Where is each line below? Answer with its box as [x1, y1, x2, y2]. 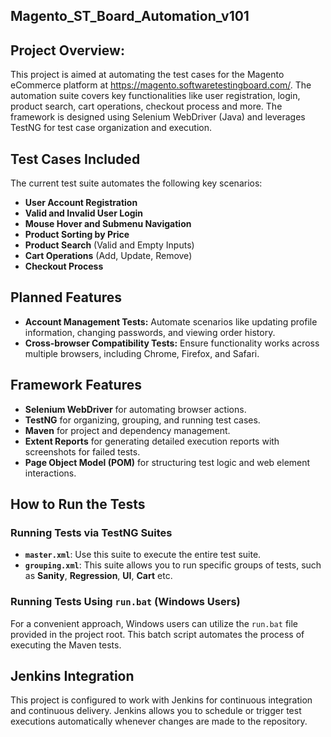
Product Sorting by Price [24, 229, 130, 241]
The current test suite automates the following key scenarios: [10, 177, 263, 189]
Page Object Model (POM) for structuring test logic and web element [24, 456, 311, 468]
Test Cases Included [10, 150, 141, 168]
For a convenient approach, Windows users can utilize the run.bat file [10, 617, 299, 629]
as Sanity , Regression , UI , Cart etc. [24, 570, 173, 582]
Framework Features [10, 377, 142, 394]
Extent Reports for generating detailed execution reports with [24, 435, 280, 447]
